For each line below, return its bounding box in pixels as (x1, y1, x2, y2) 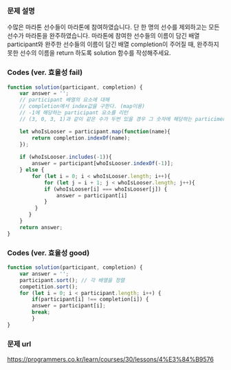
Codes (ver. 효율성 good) (7, 248, 90, 257)
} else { (19, 166, 45, 173)
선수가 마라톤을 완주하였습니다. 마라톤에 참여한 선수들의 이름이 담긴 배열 (7, 32, 200, 40)
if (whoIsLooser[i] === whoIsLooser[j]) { (43, 186, 168, 193)
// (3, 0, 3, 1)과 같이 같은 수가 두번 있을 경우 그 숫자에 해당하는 (19, 116, 192, 122)
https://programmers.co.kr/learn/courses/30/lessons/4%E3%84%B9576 (7, 356, 214, 364)
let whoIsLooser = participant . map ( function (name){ (19, 128, 170, 135)
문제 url (7, 339, 32, 349)
